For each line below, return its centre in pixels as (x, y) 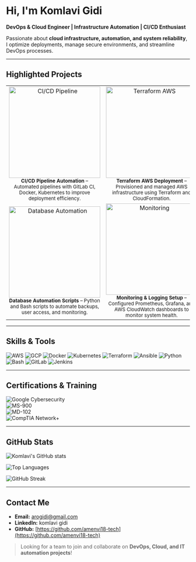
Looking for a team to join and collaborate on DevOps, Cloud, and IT (103, 547)
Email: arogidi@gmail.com (46, 516)
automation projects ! (46, 553)
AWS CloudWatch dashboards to (152, 309)
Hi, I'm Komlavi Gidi (54, 11)
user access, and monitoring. (55, 312)
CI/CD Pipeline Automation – (55, 181)
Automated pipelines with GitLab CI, (55, 186)
